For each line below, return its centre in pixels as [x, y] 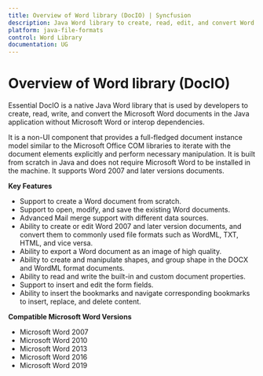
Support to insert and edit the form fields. [86, 285]
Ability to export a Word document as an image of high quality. [121, 252]
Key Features [30, 186]
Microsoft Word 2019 [53, 366]
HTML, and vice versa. [56, 243]
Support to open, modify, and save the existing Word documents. [124, 210]
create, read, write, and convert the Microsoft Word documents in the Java [129, 114]
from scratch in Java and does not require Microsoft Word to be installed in [130, 163]
